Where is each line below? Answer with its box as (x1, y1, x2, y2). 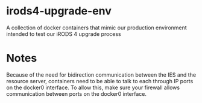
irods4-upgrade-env (6, 4, 112, 18)
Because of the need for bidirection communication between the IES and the (6, 71, 197, 78)
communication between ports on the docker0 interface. (6, 90, 147, 97)
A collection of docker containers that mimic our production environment (6, 24, 187, 31)
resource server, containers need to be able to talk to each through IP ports (6, 77, 194, 84)
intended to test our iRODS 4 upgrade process (6, 30, 122, 37)
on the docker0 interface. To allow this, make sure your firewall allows (6, 84, 180, 91)
